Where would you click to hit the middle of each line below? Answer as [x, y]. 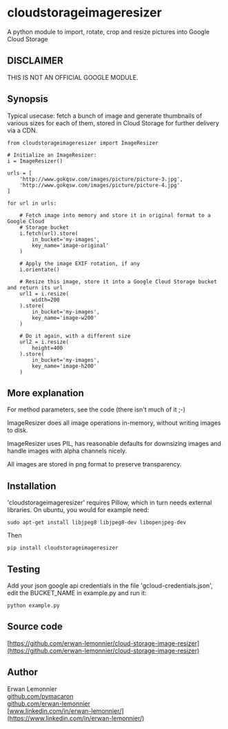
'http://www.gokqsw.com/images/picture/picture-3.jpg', [102, 179]
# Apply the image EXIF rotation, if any [80, 263]
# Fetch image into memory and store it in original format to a [115, 215]
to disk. [18, 430]
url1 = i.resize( [44, 294]
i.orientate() [40, 269]
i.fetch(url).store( [49, 233]
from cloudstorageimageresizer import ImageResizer [83, 143]
